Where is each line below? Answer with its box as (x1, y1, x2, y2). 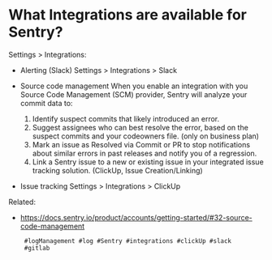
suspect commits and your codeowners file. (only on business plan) (32, 131, 260, 141)
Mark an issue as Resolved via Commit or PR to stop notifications (32, 139, 250, 149)
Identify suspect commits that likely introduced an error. (32, 113, 220, 123)
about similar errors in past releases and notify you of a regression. (32, 148, 257, 158)
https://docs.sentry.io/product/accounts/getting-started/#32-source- (19, 212, 253, 222)
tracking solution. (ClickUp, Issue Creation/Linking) (32, 165, 203, 175)
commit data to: (19, 98, 73, 108)
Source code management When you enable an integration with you (19, 81, 248, 91)
